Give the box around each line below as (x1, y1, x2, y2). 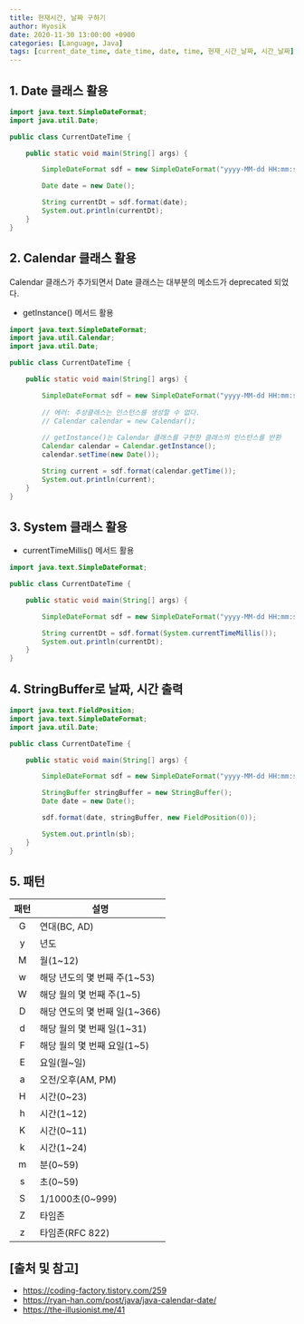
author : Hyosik (9, 22, 67, 31)
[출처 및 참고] (9, 1260, 80, 1276)
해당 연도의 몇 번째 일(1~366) (39, 1005, 161, 1018)
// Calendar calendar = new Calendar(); (42, 417, 196, 426)
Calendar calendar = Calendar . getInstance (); (42, 442, 217, 451)
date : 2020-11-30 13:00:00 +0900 (9, 30, 136, 39)
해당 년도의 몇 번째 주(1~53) (39, 972, 156, 985)
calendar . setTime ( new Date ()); (42, 450, 160, 459)
